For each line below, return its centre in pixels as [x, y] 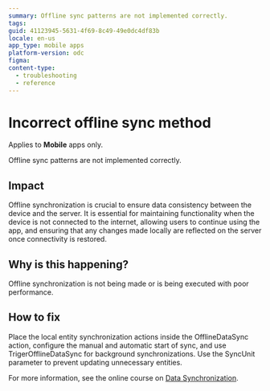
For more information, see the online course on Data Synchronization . [123, 377]
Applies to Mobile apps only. [55, 145]
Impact [26, 185]
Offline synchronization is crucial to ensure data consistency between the [130, 205]
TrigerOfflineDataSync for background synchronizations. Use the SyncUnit [132, 353]
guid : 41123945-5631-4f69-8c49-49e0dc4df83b [84, 31]
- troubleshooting [47, 75]
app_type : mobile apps [46, 46]
